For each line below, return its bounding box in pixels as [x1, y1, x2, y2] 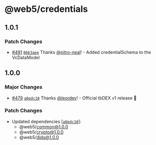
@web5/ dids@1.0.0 [19, 134, 59, 140]
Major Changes [4, 84, 43, 91]
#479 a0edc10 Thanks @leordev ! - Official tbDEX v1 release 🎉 [11, 95, 137, 101]
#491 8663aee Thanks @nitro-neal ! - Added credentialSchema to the [11, 49, 151, 55]
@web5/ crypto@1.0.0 [19, 129, 64, 135]
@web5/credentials [4, 3, 88, 15]
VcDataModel [11, 54, 40, 60]
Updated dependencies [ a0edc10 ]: [11, 118, 81, 124]
